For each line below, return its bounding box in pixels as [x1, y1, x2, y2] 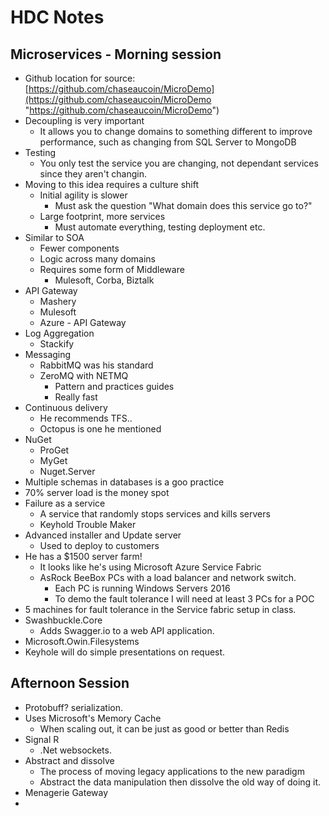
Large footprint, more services [39, 211, 166, 222]
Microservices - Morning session [10, 46, 222, 63]
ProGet [39, 444, 70, 456]
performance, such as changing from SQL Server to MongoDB [39, 136, 297, 148]
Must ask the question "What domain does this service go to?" [54, 200, 313, 211]
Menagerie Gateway [24, 786, 109, 798]
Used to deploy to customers [39, 540, 160, 551]
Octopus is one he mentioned [39, 423, 162, 435]
